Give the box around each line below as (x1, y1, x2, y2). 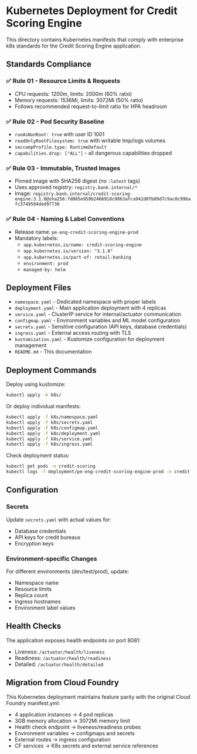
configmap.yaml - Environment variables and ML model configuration (14, 317, 181, 324)
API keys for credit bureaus (14, 533, 81, 541)
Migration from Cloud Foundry (6, 678, 119, 688)
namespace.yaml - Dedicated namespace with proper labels (14, 298, 157, 305)
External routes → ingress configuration (14, 736, 111, 743)
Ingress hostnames (14, 598, 61, 605)
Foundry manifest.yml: (6, 699, 60, 706)
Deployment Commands (6, 365, 97, 375)
